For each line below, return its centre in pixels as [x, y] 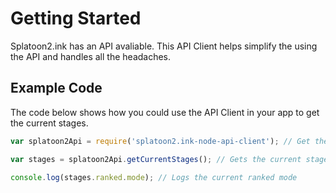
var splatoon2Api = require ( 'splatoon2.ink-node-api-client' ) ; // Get [160, 141]
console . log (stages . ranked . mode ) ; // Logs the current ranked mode [154, 177]
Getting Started [76, 18]
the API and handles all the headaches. [91, 56]
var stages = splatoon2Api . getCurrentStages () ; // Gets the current [156, 159]
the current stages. [49, 123]
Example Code [56, 88]
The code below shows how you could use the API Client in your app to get [165, 112]
